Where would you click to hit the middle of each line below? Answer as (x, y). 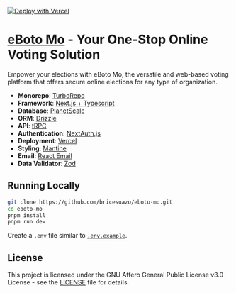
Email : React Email (45, 155)
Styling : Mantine (42, 148)
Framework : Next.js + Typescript (66, 103)
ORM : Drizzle (37, 118)
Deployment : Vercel (47, 140)
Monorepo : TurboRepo (51, 95)
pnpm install (27, 215)
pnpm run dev (27, 222)
